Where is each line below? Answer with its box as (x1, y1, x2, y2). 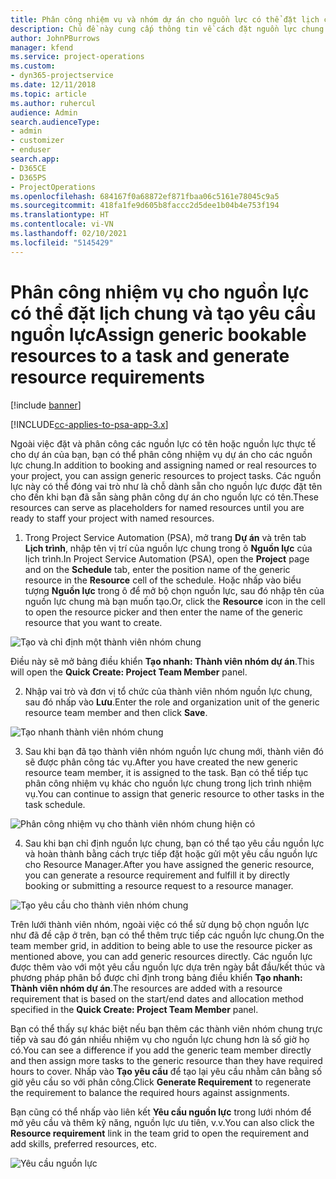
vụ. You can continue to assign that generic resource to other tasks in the (24, 787, 325, 800)
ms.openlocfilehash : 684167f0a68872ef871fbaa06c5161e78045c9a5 (10, 191, 280, 201)
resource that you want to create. (24, 616, 163, 628)
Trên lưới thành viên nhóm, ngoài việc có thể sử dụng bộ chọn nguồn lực (10, 918, 310, 930)
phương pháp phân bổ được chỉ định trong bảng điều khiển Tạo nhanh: (10, 971, 303, 983)
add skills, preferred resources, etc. (10, 1137, 157, 1150)
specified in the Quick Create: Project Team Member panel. (10, 1003, 259, 1015)
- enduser (10, 145, 52, 155)
